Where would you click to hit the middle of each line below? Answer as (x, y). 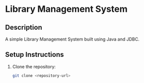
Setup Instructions (35, 55)
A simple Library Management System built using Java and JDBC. (72, 39)
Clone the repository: (34, 66)
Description (24, 27)
